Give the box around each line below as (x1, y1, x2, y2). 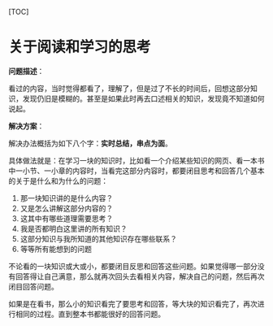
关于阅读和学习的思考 (8, 38, 152, 56)
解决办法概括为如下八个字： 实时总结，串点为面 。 (8, 138, 172, 148)
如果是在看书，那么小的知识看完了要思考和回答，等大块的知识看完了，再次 (8, 298, 258, 308)
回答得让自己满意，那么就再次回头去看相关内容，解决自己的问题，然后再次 (15, 272, 265, 281)
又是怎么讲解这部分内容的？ (19, 203, 114, 213)
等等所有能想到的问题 (19, 244, 92, 254)
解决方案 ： (8, 121, 45, 131)
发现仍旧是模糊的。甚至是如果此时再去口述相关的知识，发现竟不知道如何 (22, 93, 265, 103)
